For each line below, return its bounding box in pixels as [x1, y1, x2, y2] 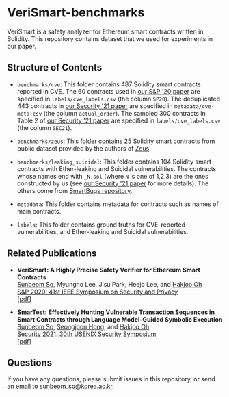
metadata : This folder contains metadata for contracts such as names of [16, 200, 219, 208]
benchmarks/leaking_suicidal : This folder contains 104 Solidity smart [16, 157, 212, 166]
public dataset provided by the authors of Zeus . [16, 144, 152, 152]
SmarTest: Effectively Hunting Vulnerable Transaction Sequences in [16, 308, 215, 316]
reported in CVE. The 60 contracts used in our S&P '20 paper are [16, 87, 200, 95]
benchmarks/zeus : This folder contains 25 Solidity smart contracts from [16, 137, 215, 145]
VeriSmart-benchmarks [7, 5, 145, 21]
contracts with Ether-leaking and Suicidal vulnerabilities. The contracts [16, 164, 217, 172]
